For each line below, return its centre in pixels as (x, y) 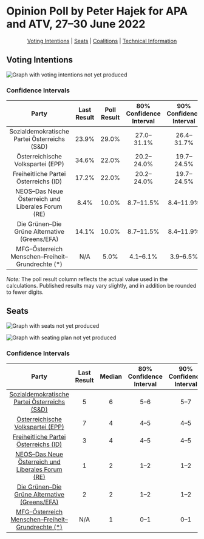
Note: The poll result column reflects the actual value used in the (87, 279)
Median (111, 376)
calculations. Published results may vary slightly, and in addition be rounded (101, 286)
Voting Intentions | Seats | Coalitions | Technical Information (102, 41)
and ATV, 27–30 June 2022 (76, 24)
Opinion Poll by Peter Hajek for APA (97, 11)
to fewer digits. (25, 292)
